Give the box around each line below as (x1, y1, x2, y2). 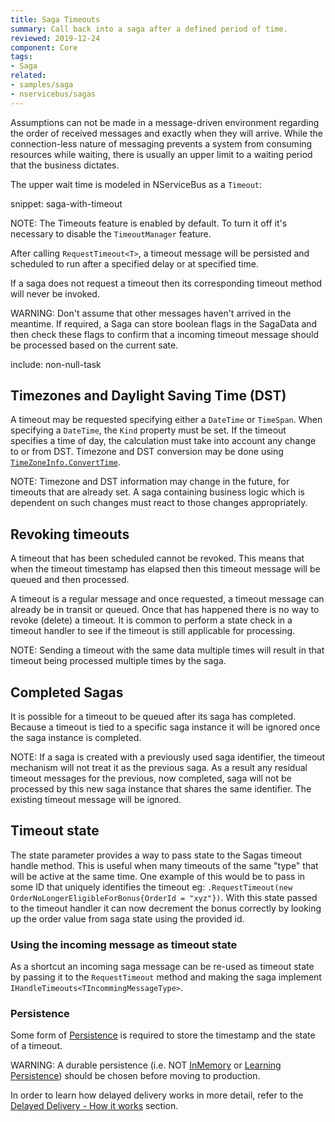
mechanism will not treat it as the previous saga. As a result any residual (10, 762, 308, 774)
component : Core (10, 42, 78, 53)
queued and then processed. (10, 574, 130, 586)
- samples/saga (10, 80, 74, 90)
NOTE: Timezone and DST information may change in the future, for (10, 476, 290, 488)
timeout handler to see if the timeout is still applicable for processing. (10, 625, 296, 637)
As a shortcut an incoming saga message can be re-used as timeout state (10, 961, 315, 973)
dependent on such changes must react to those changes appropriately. (10, 497, 308, 509)
